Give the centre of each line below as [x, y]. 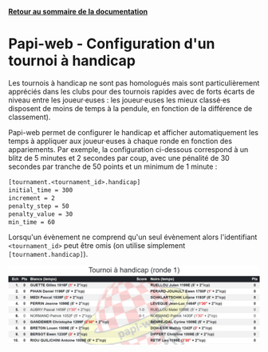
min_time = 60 [32, 222]
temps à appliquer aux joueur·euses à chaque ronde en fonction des [120, 141]
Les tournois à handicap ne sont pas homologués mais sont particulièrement [134, 82]
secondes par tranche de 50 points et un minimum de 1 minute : [113, 166]
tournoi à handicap [72, 61]
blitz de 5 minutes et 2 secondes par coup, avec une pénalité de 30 [119, 158]
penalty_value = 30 [41, 214]
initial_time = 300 [41, 190]
